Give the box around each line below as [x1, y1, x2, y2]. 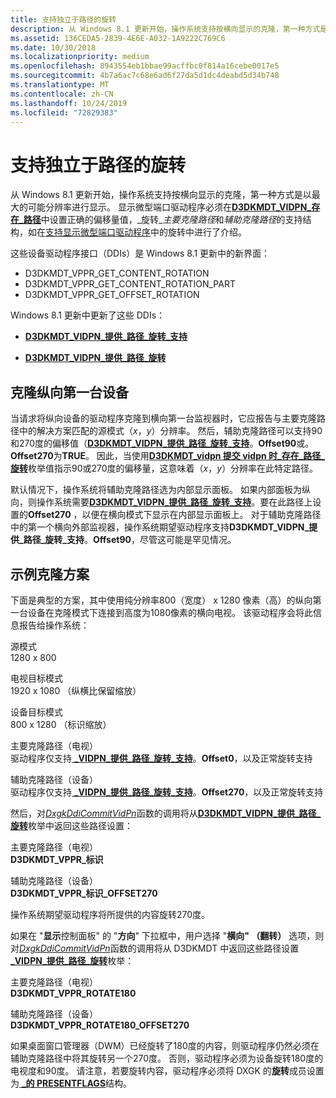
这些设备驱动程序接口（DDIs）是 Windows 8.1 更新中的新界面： [10, 247, 271, 260]
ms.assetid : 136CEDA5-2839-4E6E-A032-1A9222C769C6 [10, 33, 226, 43]
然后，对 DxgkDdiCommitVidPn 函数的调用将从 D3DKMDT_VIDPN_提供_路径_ [10, 807, 322, 819]
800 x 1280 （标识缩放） [10, 718, 112, 730]
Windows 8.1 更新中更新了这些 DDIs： [10, 309, 166, 321]
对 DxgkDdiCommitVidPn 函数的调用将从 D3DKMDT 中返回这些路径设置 [10, 942, 300, 954]
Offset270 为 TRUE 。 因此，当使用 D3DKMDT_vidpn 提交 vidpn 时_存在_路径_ [10, 450, 326, 462]
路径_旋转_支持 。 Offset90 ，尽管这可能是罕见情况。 [23, 534, 237, 546]
